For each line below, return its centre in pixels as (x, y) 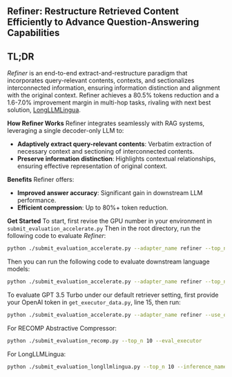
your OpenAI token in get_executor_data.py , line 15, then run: (94, 302)
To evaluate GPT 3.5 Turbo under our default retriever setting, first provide (113, 295)
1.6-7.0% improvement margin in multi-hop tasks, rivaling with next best (109, 102)
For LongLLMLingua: (37, 354)
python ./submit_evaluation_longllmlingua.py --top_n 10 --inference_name (117, 367)
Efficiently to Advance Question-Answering (103, 22)
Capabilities (33, 33)
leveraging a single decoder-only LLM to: (66, 131)
